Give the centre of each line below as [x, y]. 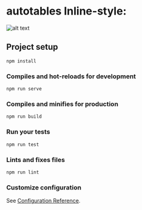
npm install [21, 61]
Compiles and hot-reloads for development [71, 76]
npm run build [24, 117]
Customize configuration [44, 188]
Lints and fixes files [36, 160]
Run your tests [28, 132]
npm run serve [24, 89]
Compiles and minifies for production [62, 104]
